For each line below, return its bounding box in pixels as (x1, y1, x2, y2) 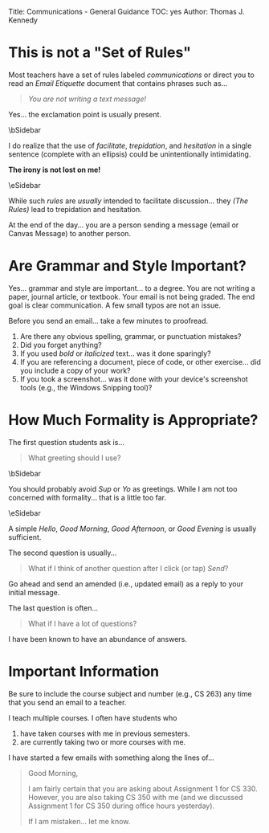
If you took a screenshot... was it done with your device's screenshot (19, 374, 249, 384)
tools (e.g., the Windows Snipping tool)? (19, 382, 153, 392)
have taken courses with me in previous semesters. (19, 729, 190, 738)
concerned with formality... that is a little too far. (8, 492, 167, 502)
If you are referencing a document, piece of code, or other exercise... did (19, 357, 261, 366)
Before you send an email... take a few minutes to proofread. (8, 316, 209, 325)
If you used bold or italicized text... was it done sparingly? (19, 349, 211, 358)
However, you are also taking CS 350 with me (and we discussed (27, 792, 243, 802)
